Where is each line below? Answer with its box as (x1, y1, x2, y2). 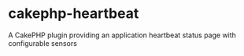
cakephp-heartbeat (8, 5, 139, 23)
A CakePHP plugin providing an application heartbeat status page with (8, 30, 236, 40)
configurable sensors (8, 38, 77, 47)
